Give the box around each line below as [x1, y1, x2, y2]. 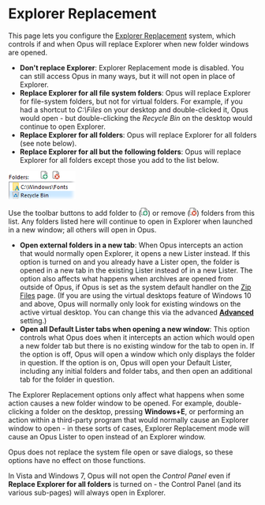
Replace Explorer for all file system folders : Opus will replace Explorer [19, 88, 251, 97]
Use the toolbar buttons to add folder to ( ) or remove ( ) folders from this [8, 208, 255, 217]
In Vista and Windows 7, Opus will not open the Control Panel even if [8, 471, 231, 481]
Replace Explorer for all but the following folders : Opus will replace [19, 147, 242, 156]
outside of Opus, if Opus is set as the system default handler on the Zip [19, 282, 252, 292]
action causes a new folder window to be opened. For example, [8, 398, 215, 408]
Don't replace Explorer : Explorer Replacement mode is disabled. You [19, 62, 244, 72]
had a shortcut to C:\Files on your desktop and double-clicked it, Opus [19, 104, 248, 115]
